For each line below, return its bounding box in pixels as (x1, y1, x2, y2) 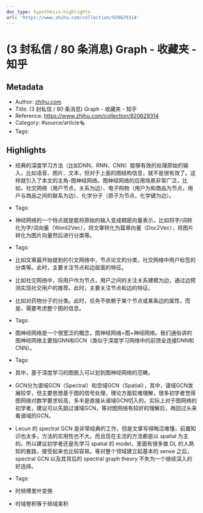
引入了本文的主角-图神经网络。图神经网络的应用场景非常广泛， (25, 177, 183, 185)
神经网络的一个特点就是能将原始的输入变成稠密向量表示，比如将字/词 (15, 217, 187, 224)
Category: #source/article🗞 (15, 119, 85, 126)
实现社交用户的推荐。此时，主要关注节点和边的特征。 (20, 284, 153, 292)
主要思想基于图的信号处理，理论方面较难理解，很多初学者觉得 (41, 390, 196, 397)
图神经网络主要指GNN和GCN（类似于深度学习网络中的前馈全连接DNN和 (15, 337, 195, 344)
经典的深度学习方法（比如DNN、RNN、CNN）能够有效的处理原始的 (15, 162, 184, 169)
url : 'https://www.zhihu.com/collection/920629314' (6, 15, 139, 21)
